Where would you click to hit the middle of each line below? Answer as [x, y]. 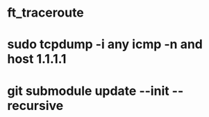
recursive [35, 106]
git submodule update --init [88, 91]
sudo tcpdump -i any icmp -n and [105, 45]
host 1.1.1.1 [37, 59]
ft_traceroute [46, 13]
